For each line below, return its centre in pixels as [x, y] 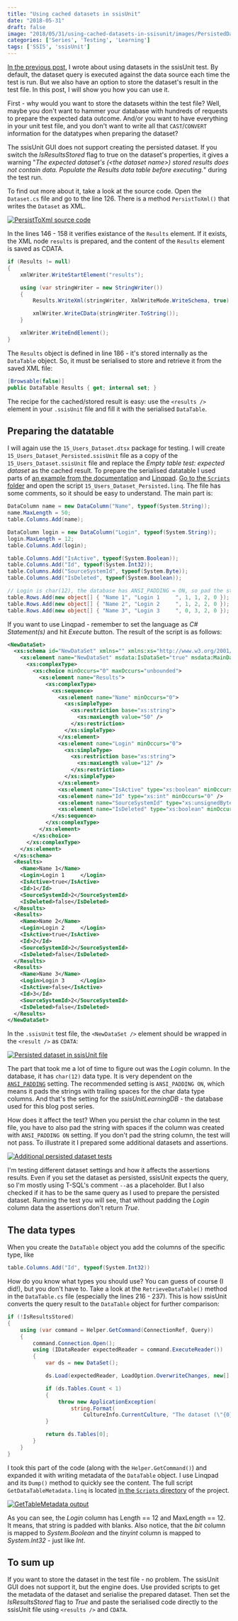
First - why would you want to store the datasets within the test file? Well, [114, 103]
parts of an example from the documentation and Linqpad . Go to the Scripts [119, 478]
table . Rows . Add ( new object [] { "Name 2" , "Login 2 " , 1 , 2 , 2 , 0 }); [119, 604]
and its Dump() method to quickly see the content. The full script [100, 1483]
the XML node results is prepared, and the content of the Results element [116, 241]
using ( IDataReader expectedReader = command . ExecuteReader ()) [128, 1350]
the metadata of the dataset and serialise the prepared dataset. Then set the [119, 1595]
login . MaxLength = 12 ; [41, 539]
